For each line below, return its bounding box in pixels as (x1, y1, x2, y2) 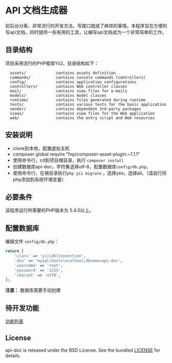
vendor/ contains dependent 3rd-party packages (10, 106, 141, 111)
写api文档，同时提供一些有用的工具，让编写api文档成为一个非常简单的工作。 (5, 29, 167, 35)
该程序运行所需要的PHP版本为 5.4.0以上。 (5, 207, 94, 214)
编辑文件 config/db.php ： (5, 238, 60, 244)
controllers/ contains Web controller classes (10, 84, 127, 89)
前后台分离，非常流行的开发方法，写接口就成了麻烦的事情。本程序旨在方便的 (5, 23, 167, 29)
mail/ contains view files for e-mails (10, 88, 127, 93)
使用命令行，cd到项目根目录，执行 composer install (12, 157, 124, 163)
